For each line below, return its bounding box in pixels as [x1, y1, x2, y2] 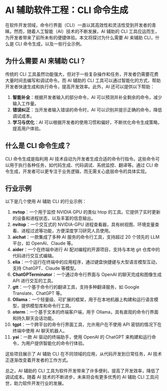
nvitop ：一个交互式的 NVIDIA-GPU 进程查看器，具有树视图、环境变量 [12, 221, 156, 227]
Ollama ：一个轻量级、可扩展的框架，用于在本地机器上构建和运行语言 [12, 296, 155, 302]
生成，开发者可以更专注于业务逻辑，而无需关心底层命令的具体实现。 [9, 168, 150, 174]
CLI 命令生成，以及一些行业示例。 [14, 40, 85, 46]
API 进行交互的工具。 [12, 278, 56, 284]
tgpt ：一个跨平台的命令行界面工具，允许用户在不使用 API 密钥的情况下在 [12, 321, 162, 327]
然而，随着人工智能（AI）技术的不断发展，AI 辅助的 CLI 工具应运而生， [13, 28, 160, 34]
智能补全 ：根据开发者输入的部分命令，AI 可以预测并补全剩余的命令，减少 [12, 94, 163, 100]
